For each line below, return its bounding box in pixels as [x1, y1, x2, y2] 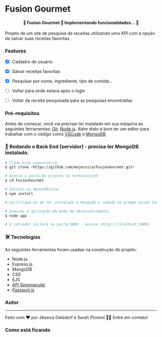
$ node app [5, 213, 27, 218]
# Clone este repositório [5, 160, 57, 165]
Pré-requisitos [5, 110, 40, 117]
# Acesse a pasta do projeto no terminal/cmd [5, 173, 98, 179]
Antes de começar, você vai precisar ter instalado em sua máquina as [5, 121, 143, 127]
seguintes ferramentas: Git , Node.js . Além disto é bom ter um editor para [5, 126, 149, 132]
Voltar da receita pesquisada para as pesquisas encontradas [12, 97, 133, 103]
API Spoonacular [12, 282, 46, 288]
